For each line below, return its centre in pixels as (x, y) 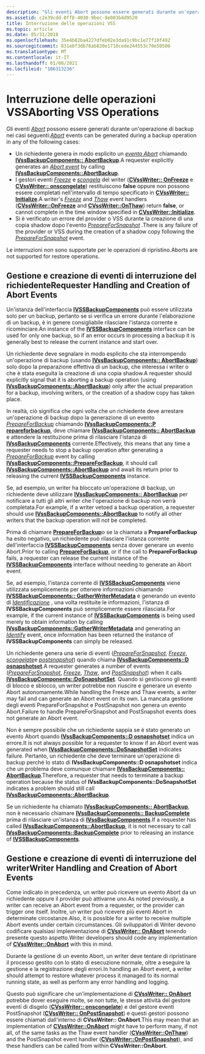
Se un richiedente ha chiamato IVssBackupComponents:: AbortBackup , (98, 807)
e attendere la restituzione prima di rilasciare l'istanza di (77, 437)
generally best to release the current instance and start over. (82, 342)
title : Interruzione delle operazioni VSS (61, 23)
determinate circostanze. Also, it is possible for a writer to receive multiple (99, 918)
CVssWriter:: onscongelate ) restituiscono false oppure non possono (102, 186)
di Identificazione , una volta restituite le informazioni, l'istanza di (88, 602)
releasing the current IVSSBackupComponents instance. (78, 476)
